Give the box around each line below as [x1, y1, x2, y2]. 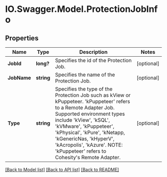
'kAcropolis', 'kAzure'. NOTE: [55, 142, 123, 148]
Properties [5, 34, 39, 42]
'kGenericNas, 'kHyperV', [55, 135, 115, 142]
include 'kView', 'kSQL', [55, 117, 110, 123]
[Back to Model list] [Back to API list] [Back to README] [5, 167, 119, 173]
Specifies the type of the [55, 86, 113, 92]
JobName [7, 75, 31, 81]
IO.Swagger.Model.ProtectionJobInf [5, 3, 158, 15]
